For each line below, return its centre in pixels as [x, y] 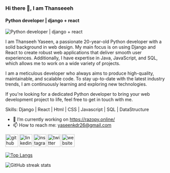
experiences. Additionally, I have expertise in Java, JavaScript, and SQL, [81, 58]
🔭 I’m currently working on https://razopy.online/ [64, 119]
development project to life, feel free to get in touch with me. [69, 100]
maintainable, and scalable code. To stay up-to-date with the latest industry [85, 79]
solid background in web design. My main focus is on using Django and [81, 47]
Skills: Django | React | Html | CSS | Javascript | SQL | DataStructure [77, 110]
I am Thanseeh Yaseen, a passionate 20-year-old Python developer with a [84, 42]
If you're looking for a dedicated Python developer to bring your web [78, 94]
